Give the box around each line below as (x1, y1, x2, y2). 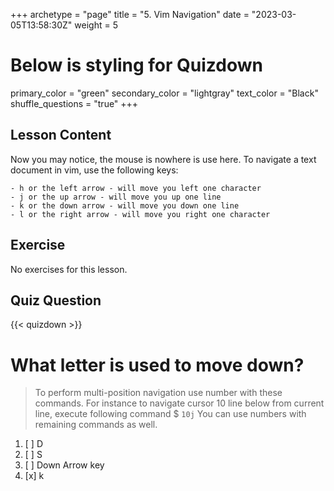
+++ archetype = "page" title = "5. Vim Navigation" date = (10, 9, 250, 20)
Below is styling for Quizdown (10, 54, 263, 77)
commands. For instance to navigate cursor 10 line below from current (34, 397, 325, 409)
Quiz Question (10, 292, 102, 309)
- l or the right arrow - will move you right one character (10, 209, 271, 219)
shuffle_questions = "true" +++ (10, 97, 139, 109)
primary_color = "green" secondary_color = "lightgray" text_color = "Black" (10, 87, 319, 99)
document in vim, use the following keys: (10, 164, 179, 176)
